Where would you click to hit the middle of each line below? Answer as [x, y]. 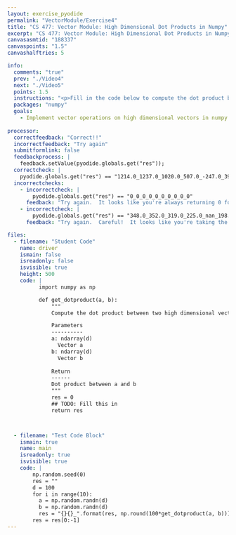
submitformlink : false [47, 151]
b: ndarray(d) [72, 352]
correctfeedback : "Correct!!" [58, 138]
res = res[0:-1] [56, 520]
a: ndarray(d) [72, 339]
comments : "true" [39, 72]
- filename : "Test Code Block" [59, 435]
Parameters [67, 326]
